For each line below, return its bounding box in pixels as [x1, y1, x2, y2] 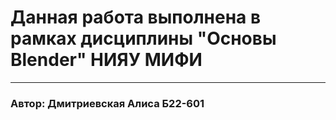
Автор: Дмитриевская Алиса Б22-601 [10, 96, 205, 110]
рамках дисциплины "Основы [10, 27, 277, 50]
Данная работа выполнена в [10, 6, 262, 29]
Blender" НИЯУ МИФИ [10, 49, 203, 71]
